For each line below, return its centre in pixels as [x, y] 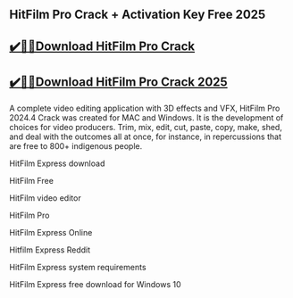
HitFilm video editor [46, 198]
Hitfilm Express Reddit [50, 250]
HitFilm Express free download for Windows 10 [95, 284]
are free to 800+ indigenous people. [76, 145]
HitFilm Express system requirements [78, 267]
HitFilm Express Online [51, 232]
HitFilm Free [31, 180]
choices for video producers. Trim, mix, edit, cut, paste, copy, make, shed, [146, 127]
